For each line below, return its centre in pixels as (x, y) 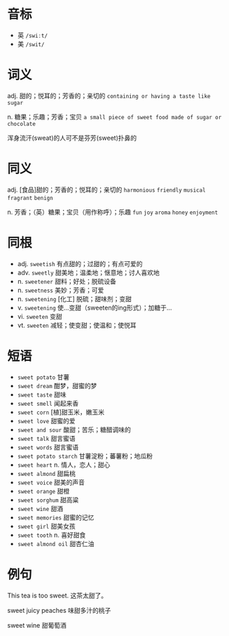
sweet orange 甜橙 (43, 491)
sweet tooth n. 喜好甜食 (51, 535)
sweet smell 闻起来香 (48, 403)
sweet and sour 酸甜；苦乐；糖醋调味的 (74, 430)
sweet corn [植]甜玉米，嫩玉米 (61, 412)
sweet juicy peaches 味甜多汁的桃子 (59, 610)
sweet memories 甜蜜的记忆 (56, 517)
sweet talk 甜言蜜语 (46, 438)
